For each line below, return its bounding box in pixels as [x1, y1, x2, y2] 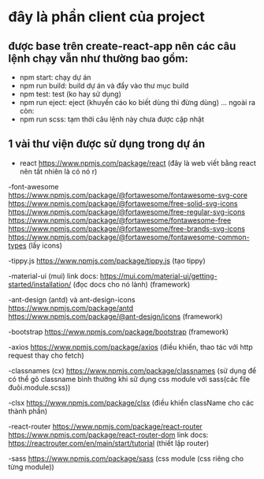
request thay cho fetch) [8, 350, 84, 360]
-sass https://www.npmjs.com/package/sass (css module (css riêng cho [8, 454, 244, 463]
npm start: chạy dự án [19, 73, 91, 82]
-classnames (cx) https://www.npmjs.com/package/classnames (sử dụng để [8, 365, 257, 375]
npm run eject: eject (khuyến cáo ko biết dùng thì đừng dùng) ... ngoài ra [19, 98, 256, 107]
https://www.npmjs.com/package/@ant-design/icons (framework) [8, 312, 223, 321]
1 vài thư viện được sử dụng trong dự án [8, 137, 206, 151]
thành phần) [8, 406, 48, 416]
